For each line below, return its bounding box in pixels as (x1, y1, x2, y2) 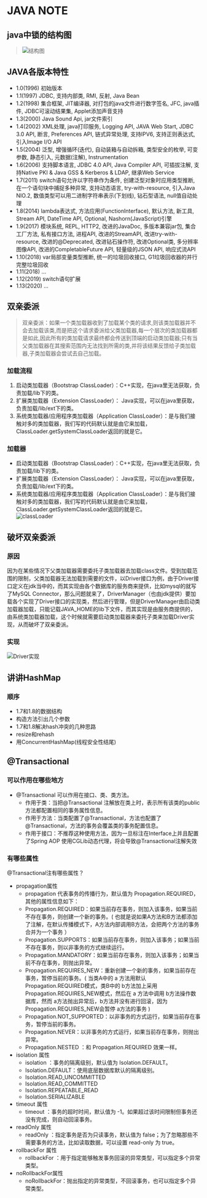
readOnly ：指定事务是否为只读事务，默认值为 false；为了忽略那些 (25, 1131, 193, 1138)
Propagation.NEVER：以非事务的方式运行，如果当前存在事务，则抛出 (25, 1028, 199, 1035)
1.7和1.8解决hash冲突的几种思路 (15, 722, 96, 730)
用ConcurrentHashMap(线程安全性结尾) (15, 738, 116, 745)
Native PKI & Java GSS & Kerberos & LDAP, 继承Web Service (21, 168, 174, 176)
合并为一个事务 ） (25, 928, 70, 936)
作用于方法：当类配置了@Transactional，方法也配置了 (25, 814, 162, 821)
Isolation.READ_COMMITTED (25, 1079, 98, 1087)
